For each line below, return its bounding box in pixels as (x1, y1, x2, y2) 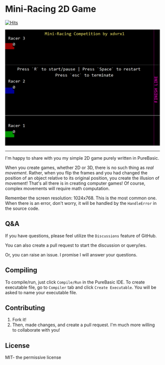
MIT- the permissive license (5, 355, 61, 361)
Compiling (5, 266, 38, 275)
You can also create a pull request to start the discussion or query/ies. (5, 242, 147, 248)
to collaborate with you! (12, 327, 60, 333)
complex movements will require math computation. (5, 185, 110, 191)
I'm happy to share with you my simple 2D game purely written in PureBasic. (5, 155, 160, 161)
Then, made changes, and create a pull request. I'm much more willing (12, 322, 155, 328)
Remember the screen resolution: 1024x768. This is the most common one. (5, 195, 157, 201)
